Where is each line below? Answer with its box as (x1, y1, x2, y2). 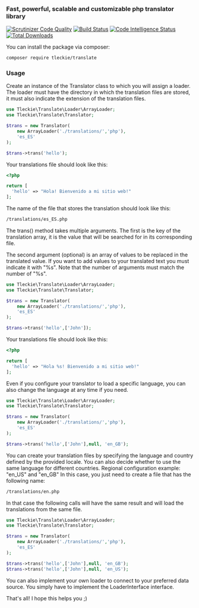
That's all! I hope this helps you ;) (6, 594, 87, 601)
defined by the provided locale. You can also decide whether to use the (6, 458, 181, 465)
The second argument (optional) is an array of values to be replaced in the (6, 251, 188, 258)
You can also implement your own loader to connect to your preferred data (6, 577, 189, 584)
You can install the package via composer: (6, 43, 110, 50)
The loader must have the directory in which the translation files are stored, (6, 88, 191, 96)
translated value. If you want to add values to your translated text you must (6, 257, 189, 264)
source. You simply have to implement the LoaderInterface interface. (6, 583, 174, 590)
